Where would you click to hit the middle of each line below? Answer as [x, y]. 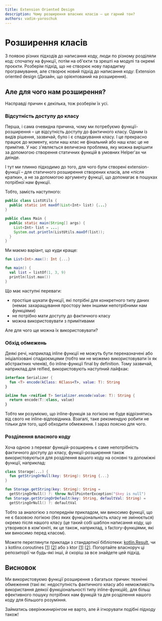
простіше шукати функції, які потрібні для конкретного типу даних [81, 300]
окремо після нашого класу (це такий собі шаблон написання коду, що [78, 523]
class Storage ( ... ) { [27, 472]
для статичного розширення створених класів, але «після [84, 172]
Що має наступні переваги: [33, 291]
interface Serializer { [29, 377]
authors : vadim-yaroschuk [31, 18]
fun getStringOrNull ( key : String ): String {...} [59, 476]
